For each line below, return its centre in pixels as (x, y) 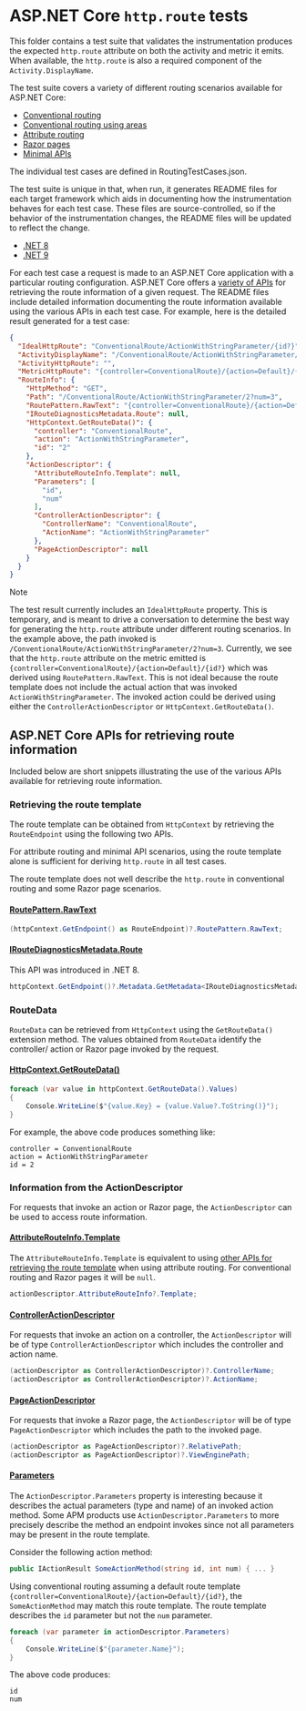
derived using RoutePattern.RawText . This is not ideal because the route (144, 677)
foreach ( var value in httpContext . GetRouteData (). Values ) (124, 1089)
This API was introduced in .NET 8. (75, 970)
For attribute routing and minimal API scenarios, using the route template (146, 851)
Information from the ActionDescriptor (97, 1187)
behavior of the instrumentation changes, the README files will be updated (150, 218)
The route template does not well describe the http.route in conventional (147, 879)
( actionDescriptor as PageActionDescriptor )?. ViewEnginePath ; (130, 1455)
